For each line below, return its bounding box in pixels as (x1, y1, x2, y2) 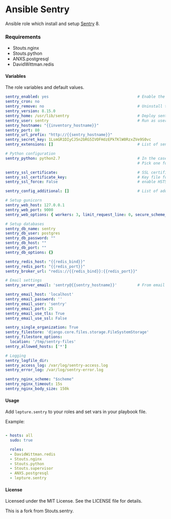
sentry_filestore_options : (5, 334, 63, 340)
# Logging (5, 353, 26, 358)
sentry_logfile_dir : (5, 358, 49, 363)
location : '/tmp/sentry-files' (10, 339, 76, 344)
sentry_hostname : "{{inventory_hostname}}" (5, 123, 99, 128)
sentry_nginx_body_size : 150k (5, 386, 70, 392)
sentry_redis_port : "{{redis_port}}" (5, 264, 85, 269)
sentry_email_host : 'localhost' (5, 292, 74, 297)
